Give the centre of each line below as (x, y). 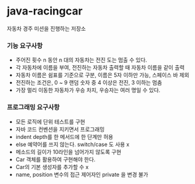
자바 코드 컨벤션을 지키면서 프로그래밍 (60, 129)
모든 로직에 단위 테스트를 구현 (50, 121)
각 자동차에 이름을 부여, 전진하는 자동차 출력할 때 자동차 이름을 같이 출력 (100, 68)
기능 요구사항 (25, 45)
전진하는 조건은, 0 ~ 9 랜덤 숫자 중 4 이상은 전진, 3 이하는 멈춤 (89, 83)
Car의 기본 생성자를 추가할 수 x (52, 167)
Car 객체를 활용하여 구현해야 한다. (56, 159)
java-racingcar (45, 11)
